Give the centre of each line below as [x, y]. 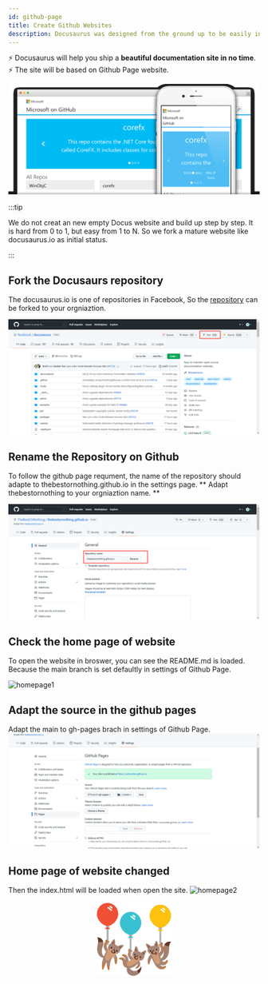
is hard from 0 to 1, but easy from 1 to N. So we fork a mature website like [128, 231]
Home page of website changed [89, 871]
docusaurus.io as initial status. [58, 240]
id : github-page [35, 17]
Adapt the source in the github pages [102, 710]
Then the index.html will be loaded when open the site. [98, 890]
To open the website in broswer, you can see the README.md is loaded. [127, 661]
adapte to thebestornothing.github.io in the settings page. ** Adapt [118, 484]
